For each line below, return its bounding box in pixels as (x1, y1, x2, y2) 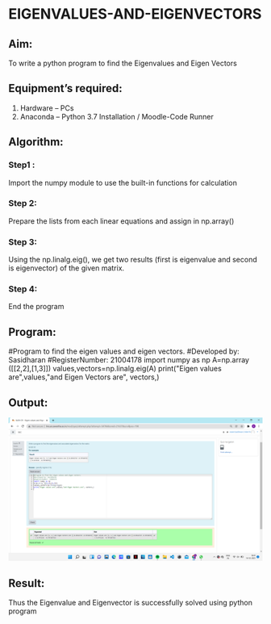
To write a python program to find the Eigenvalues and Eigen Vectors (8, 58, 238, 68)
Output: (8, 396, 48, 409)
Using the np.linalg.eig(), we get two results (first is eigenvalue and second (8, 255, 258, 265)
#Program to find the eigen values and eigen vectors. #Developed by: (8, 346, 240, 356)
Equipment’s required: (8, 82, 123, 95)
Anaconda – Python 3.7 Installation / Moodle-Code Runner (19, 111, 214, 121)
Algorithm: (8, 135, 64, 149)
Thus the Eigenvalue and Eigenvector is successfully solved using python (8, 598, 252, 608)
